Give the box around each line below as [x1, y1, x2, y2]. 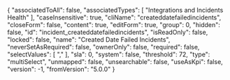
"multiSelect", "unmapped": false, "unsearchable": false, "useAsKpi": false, [7, 58, 224, 65]
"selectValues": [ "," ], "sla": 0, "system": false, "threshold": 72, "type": [7, 50, 210, 58]
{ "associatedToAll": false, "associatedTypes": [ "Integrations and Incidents [7, 6, 224, 14]
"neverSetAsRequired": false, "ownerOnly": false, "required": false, [7, 43, 200, 51]
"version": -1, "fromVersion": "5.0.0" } [7, 65, 115, 73]
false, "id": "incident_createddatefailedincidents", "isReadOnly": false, [7, 28, 208, 36]
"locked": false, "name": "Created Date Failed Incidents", [7, 35, 171, 44]
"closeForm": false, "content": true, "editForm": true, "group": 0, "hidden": [7, 21, 220, 29]
